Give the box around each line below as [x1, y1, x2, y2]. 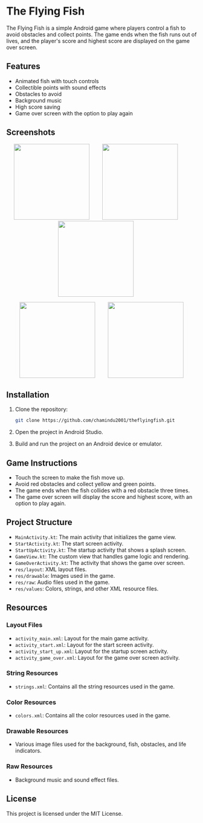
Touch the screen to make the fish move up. [14, 474, 125, 481]
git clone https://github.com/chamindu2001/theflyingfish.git [14, 418, 175, 424]
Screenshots [6, 127, 56, 138]
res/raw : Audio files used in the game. [14, 578, 110, 586]
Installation [6, 390, 50, 400]
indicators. [14, 747, 42, 754]
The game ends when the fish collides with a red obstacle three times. [14, 487, 190, 494]
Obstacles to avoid [14, 90, 62, 98]
